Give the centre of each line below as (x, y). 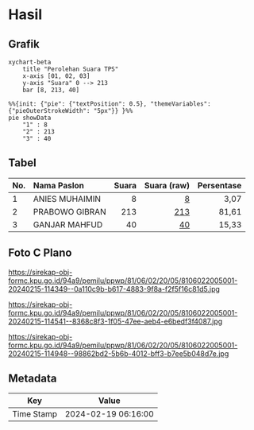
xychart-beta (30, 62)
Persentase (219, 185)
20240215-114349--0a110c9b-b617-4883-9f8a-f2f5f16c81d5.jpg (114, 289)
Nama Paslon (59, 185)
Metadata (33, 379)
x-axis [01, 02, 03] (56, 76)
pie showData (30, 118)
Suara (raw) (167, 185)
